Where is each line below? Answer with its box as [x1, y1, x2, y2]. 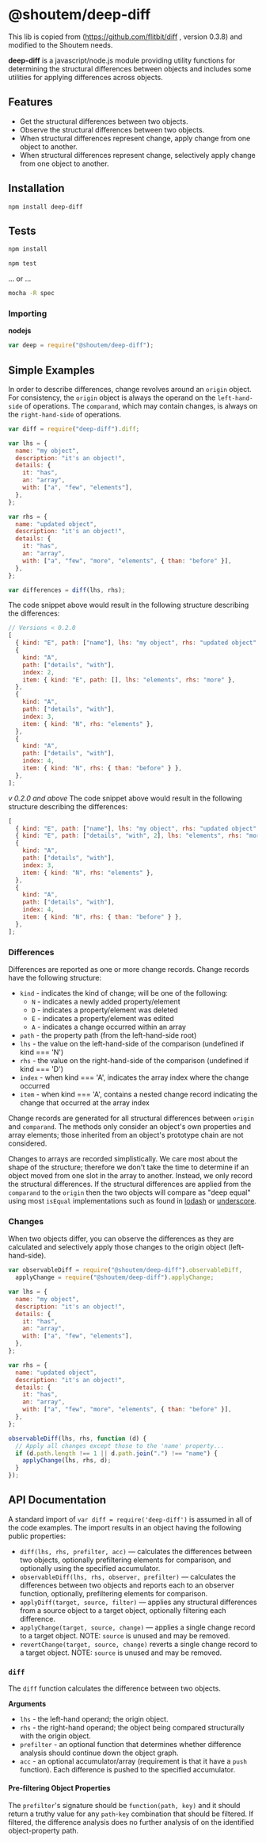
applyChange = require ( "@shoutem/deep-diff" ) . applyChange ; [15, 1273, 215, 1282]
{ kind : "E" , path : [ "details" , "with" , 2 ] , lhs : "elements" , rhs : [15, 831, 243, 840]
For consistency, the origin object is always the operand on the [8, 393, 216, 402]
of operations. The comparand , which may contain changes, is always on [24, 401, 258, 410]
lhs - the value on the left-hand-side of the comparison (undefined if [19, 1039, 245, 1049]
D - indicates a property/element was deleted [31, 1005, 178, 1015]
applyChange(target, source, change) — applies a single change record [19, 1622, 256, 1632]
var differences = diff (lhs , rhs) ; [8, 586, 126, 594]
